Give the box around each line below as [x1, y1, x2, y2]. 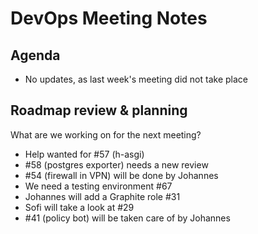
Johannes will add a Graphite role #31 [24, 190, 181, 202]
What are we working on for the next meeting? [10, 128, 202, 141]
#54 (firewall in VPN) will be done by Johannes [24, 169, 219, 181]
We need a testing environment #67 [24, 180, 173, 192]
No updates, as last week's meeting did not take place [24, 73, 248, 85]
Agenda [10, 47, 61, 64]
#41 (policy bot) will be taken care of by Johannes [24, 212, 231, 224]
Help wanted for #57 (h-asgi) [24, 148, 145, 160]
